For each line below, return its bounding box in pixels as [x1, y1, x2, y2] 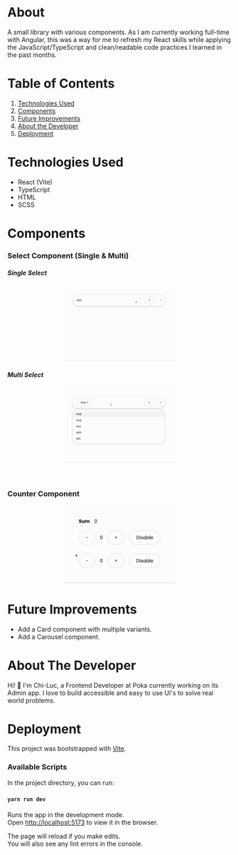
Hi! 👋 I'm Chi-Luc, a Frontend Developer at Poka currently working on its [7, 681, 219, 689]
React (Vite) [17, 177, 53, 186]
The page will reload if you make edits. [7, 832, 121, 840]
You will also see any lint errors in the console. [7, 839, 144, 848]
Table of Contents [7, 75, 115, 92]
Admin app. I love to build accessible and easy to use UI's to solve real [7, 688, 214, 697]
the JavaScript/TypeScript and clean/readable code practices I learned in [7, 43, 222, 51]
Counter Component [7, 489, 80, 499]
